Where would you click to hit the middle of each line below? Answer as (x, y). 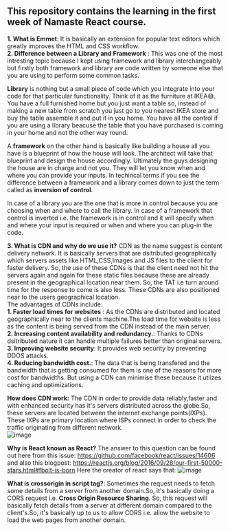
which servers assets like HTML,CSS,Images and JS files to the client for (110, 260)
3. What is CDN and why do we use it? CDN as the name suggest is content (115, 246)
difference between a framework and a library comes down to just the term (113, 183)
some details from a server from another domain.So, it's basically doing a (111, 490)
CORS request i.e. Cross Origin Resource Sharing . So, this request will (107, 498)
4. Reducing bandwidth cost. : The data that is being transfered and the (109, 363)
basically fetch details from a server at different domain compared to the (110, 505)
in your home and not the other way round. (68, 132)
